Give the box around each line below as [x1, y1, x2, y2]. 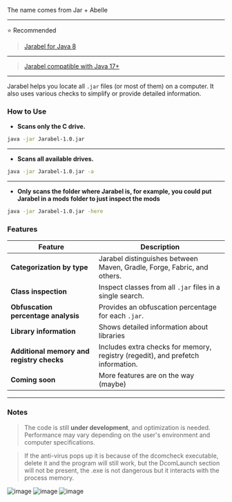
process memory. [23, 474, 75, 482]
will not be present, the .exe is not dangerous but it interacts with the [23, 466, 220, 474]
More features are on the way [99, 370, 195, 380]
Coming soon [10, 375, 56, 385]
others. [99, 271, 122, 281]
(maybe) [99, 379, 126, 389]
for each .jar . [99, 311, 144, 321]
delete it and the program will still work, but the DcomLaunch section [23, 458, 220, 467]
